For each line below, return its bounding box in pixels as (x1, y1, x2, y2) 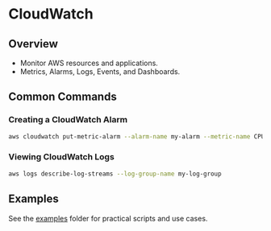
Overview (8, 37, 59, 51)
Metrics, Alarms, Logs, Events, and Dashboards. (19, 67, 181, 76)
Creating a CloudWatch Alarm (8, 114, 127, 126)
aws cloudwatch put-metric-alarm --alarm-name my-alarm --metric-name (8, 132, 251, 141)
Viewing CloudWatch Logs (8, 151, 115, 163)
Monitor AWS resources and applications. (19, 58, 159, 68)
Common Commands (8, 90, 117, 104)
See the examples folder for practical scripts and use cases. (8, 213, 208, 223)
